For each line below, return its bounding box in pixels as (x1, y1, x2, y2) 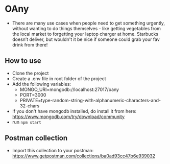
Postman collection (5, 134, 67, 143)
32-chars (19, 103, 40, 109)
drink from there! (12, 41, 48, 48)
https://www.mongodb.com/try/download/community (12, 113, 125, 120)
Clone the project (12, 70, 49, 76)
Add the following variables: (12, 81, 71, 87)
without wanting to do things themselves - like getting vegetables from (12, 25, 161, 31)
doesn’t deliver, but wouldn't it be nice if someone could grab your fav (12, 36, 160, 42)
